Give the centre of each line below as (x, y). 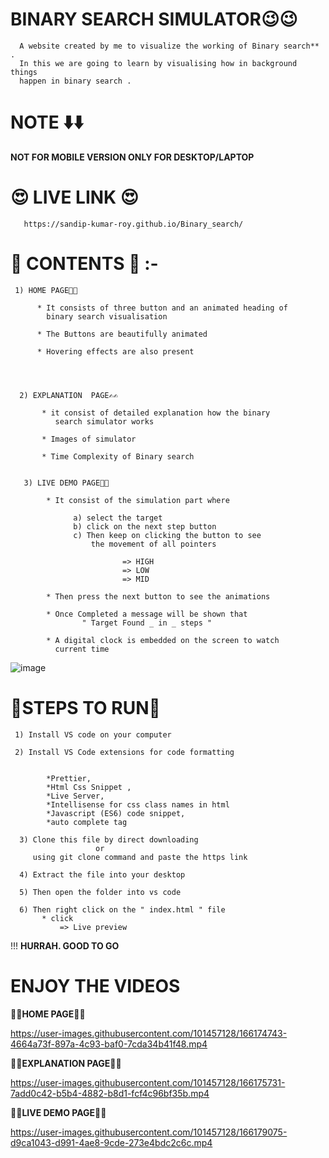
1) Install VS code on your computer (93, 734)
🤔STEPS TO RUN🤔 (85, 707)
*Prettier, (69, 778)
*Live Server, (75, 796)
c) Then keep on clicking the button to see (167, 535)
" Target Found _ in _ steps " (147, 623)
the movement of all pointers (153, 544)
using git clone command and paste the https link (140, 857)
